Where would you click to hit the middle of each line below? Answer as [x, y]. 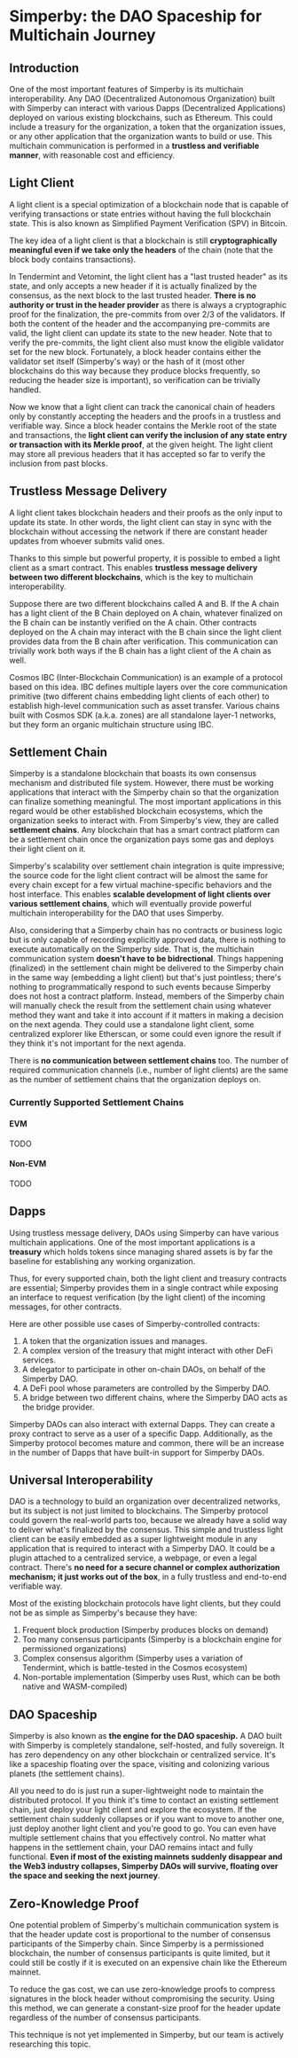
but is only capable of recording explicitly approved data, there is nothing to [148, 940]
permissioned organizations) [74, 1649]
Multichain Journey [83, 35]
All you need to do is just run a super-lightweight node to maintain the [137, 1791]
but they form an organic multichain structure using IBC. [112, 724]
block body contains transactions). [72, 259]
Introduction [44, 68]
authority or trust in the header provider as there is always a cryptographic [148, 304]
